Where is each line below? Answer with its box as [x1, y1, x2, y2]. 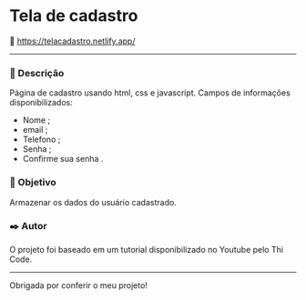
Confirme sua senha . [22, 154, 104, 165]
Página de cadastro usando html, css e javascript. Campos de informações [9, 87, 291, 98]
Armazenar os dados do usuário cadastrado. [9, 196, 178, 207]
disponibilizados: [9, 97, 73, 108]
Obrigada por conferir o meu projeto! [9, 279, 148, 291]
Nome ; [22, 115, 51, 125]
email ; [22, 125, 48, 135]
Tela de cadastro [9, 5, 138, 26]
